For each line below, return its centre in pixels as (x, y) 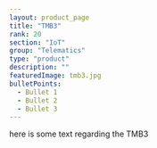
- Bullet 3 (37, 109)
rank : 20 (25, 34)
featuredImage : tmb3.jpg (55, 76)
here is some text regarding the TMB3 (79, 134)
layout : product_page (50, 17)
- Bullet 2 (37, 100)
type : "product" (39, 59)
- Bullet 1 (37, 92)
